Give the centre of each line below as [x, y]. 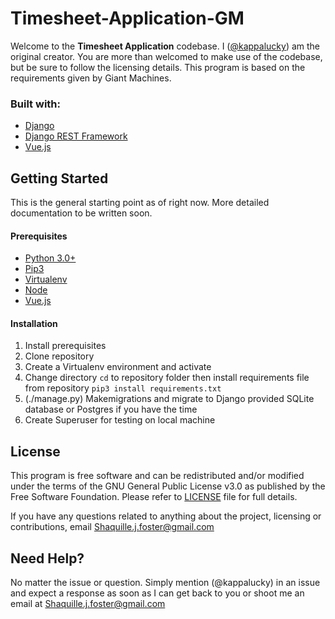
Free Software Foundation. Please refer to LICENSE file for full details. [154, 497]
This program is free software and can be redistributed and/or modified [157, 476]
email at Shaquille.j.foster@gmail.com [88, 604]
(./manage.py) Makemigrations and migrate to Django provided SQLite [169, 399]
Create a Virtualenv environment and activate [118, 367]
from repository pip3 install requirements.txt [123, 388]
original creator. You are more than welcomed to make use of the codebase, [166, 56]
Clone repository [59, 356]
